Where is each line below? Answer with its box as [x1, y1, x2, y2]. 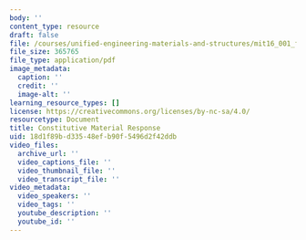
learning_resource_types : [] [9, 98, 120, 108]
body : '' [9, 13, 43, 23]
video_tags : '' [17, 200, 76, 210]
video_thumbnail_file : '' [17, 166, 117, 175]
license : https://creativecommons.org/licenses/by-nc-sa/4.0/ [9, 107, 250, 116]
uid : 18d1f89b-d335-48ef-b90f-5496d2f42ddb [9, 132, 178, 141]
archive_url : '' [17, 149, 79, 158]
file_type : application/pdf [9, 56, 117, 65]
